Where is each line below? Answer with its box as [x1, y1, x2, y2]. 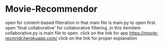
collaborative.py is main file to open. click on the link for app [5, 30, 128, 36]
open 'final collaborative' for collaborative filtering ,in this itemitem [5, 24, 141, 30]
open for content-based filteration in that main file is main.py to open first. [5, 20, 157, 25]
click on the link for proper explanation [58, 35, 138, 41]
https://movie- [129, 30, 159, 36]
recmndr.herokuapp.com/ [5, 35, 58, 41]
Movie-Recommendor [5, 3, 98, 15]
